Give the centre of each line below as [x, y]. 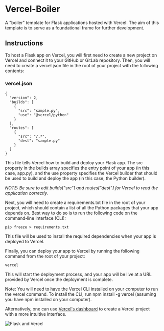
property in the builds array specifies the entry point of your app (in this [77, 168]
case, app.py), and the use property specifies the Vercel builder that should [81, 173]
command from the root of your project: [45, 256]
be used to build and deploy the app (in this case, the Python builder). [75, 178]
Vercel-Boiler [33, 9]
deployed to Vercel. [25, 242]
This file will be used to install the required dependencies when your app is [81, 236]
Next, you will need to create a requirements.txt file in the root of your [75, 203]
